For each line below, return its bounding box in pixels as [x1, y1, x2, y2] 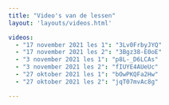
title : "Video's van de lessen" [8, 11, 116, 20]
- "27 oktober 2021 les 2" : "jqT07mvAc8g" [15, 77, 159, 86]
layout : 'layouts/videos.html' [8, 19, 112, 27]
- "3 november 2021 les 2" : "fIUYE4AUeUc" [15, 63, 159, 72]
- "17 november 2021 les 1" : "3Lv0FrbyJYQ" [15, 41, 162, 49]
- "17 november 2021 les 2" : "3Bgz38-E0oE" [15, 49, 162, 56]
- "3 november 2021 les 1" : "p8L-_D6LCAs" [15, 56, 159, 64]
